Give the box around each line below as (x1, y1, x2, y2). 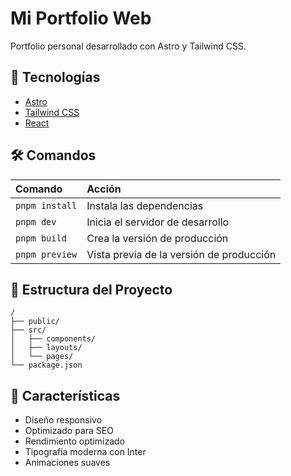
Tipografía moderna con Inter (24, 446, 147, 458)
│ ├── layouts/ (10, 343, 83, 353)
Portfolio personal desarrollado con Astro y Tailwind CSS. (10, 40, 247, 52)
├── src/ (10, 325, 47, 336)
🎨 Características (10, 387, 121, 404)
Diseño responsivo (24, 414, 103, 426)
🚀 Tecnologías (10, 69, 101, 86)
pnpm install (15, 200, 78, 211)
